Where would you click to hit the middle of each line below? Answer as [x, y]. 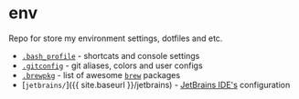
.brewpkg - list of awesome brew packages [101, 74]
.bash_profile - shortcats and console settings [111, 55]
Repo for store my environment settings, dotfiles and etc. [116, 38]
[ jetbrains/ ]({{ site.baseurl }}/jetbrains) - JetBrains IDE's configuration [156, 84]
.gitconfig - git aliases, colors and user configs [112, 65]
